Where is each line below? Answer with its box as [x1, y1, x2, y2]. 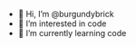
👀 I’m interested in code [17, 18, 107, 29]
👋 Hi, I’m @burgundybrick [17, 9, 115, 19]
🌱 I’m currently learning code [17, 28, 127, 38]
